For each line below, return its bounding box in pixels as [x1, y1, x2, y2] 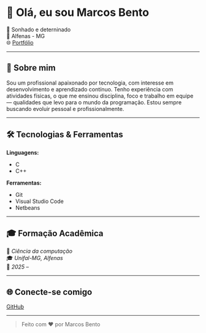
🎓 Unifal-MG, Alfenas [6, 255, 63, 262]
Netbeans [15, 204, 40, 211]
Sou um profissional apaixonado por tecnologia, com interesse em [6, 79, 174, 86]
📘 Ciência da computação [6, 248, 72, 255]
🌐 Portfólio [6, 39, 34, 46]
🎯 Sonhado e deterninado [6, 26, 71, 33]
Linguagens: [6, 148, 39, 156]
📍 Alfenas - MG [6, 32, 45, 39]
